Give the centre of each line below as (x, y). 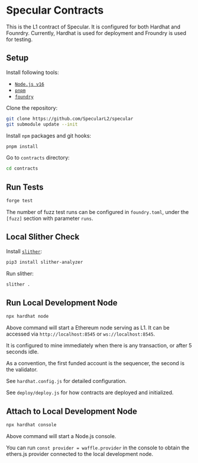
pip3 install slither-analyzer (45, 262)
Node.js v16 (29, 84)
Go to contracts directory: (38, 158)
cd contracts (22, 169)
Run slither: (20, 273)
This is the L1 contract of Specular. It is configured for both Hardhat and (93, 27)
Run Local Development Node (62, 303)
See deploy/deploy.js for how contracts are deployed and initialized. (90, 392)
